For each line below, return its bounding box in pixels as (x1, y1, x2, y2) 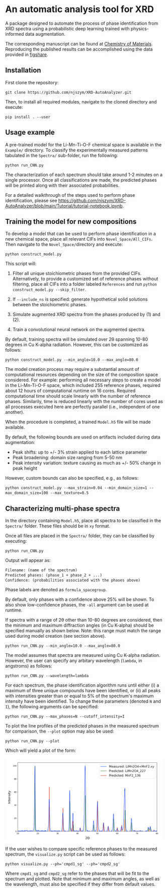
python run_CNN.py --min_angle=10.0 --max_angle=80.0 (5, 643, 121, 649)
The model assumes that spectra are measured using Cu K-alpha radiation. (5, 652, 160, 658)
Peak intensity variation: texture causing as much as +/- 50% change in (12, 460, 161, 466)
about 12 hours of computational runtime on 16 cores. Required (5, 387, 136, 394)
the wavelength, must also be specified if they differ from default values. (5, 881, 156, 887)
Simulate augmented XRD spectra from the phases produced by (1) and (12, 311, 160, 317)
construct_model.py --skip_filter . (12, 287, 87, 293)
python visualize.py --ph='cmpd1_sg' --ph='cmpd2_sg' (5, 862, 121, 867)
